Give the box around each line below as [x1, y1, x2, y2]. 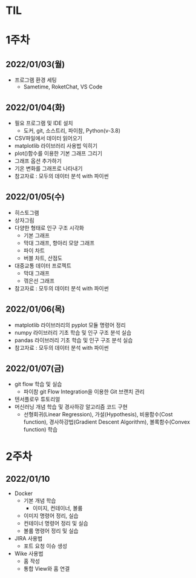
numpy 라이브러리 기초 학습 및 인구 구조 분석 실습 [14, 329, 132, 336]
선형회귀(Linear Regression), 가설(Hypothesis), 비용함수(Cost [23, 411, 173, 418]
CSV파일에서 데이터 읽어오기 [14, 134, 83, 142]
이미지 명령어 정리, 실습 [23, 512, 79, 519]
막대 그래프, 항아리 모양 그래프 [23, 239, 95, 246]
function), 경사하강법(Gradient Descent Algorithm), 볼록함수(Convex [23, 418, 191, 425]
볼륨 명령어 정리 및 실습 [23, 527, 79, 534]
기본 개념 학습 [23, 497, 56, 504]
